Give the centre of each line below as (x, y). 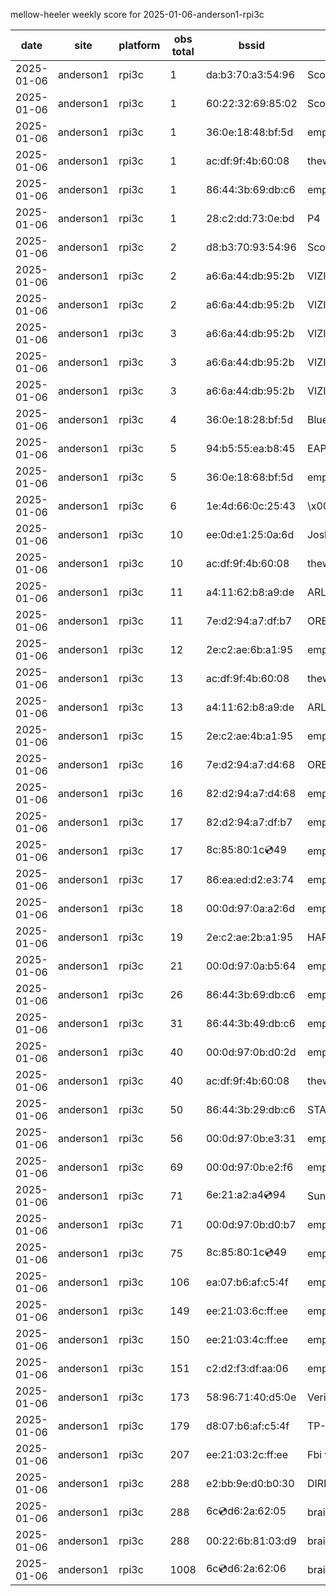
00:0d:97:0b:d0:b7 (251, 1224)
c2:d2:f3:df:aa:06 (247, 1368)
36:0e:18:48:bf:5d (249, 132)
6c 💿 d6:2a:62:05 (246, 1511)
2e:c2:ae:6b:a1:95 (249, 649)
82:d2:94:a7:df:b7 (249, 822)
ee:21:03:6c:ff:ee (246, 1311)
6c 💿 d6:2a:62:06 (246, 1568)
